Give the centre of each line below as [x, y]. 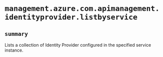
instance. [14, 50]
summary [16, 34]
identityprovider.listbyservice [71, 17]
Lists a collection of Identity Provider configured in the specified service [78, 45]
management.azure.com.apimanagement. [82, 9]
